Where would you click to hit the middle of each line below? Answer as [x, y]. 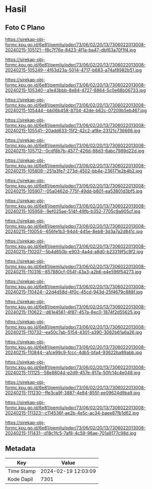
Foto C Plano [25, 28]
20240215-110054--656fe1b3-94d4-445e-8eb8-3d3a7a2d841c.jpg [74, 231]
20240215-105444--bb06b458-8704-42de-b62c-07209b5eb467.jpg [76, 110]
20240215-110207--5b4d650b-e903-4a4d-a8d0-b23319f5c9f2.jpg [74, 251]
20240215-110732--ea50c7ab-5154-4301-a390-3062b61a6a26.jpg [74, 332]
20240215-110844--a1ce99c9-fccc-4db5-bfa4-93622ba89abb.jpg [74, 352]
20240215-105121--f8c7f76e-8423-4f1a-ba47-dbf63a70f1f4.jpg [71, 50]
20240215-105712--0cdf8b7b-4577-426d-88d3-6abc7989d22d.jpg [75, 151]
